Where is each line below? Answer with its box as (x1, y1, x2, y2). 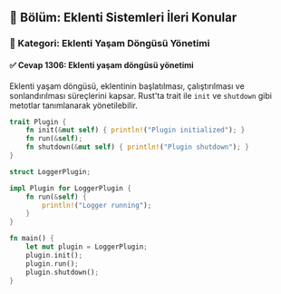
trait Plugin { (9, 117, 67, 126)
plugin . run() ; (25, 259, 79, 269)
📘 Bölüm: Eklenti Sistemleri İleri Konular (9, 10, 237, 25)
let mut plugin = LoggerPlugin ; (25, 242, 148, 251)
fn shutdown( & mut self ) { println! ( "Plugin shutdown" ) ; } (25, 142, 249, 152)
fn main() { (9, 234, 54, 243)
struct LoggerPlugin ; (9, 167, 92, 176)
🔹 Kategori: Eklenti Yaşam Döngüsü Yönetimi (9, 37, 210, 50)
